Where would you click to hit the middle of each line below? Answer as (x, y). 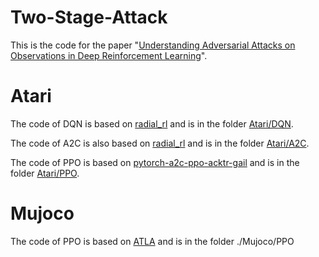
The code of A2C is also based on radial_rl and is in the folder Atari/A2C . (160, 143)
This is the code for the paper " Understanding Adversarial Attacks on (153, 45)
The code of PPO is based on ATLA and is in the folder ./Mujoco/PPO (152, 241)
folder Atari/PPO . (45, 173)
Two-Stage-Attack (89, 17)
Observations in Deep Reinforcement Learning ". (109, 55)
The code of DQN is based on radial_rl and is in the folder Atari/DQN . (152, 123)
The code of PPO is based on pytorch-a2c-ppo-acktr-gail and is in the (155, 162)
